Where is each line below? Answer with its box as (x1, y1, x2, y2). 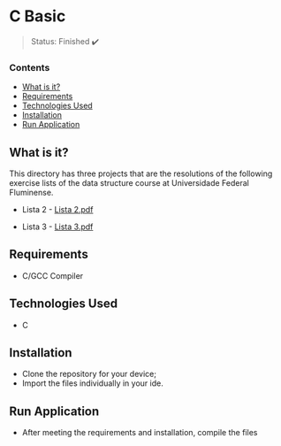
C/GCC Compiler (21, 270, 84, 281)
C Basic (9, 6, 66, 27)
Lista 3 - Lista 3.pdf (21, 221, 94, 232)
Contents (9, 61, 50, 73)
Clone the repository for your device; (21, 369, 157, 380)
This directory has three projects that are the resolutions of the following (9, 168, 273, 179)
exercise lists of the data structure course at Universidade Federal (9, 178, 249, 188)
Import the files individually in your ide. (21, 378, 163, 388)
